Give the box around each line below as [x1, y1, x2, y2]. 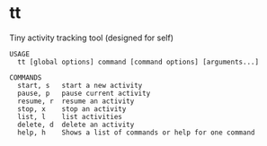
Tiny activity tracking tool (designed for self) [9, 32, 174, 43]
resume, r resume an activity [17, 97, 135, 106]
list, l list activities [17, 112, 123, 121]
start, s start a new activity [17, 81, 143, 90]
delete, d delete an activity [17, 120, 135, 129]
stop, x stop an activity [17, 104, 127, 114]
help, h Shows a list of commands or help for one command [17, 128, 255, 137]
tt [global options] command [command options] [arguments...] [17, 57, 259, 66]
